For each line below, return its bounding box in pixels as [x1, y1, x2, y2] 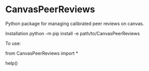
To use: [5, 40, 22, 46]
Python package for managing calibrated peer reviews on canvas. [5, 20, 144, 27]
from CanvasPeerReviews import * [5, 50, 78, 56]
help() [5, 60, 18, 66]
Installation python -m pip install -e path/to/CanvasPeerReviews [5, 30, 140, 36]
